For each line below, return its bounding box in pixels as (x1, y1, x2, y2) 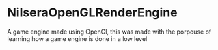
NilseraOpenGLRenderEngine (7, 5, 178, 21)
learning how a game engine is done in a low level (7, 34, 148, 42)
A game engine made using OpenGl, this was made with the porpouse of (7, 27, 212, 36)
